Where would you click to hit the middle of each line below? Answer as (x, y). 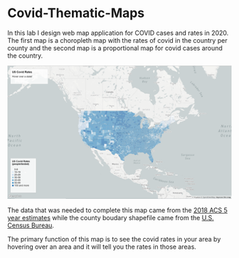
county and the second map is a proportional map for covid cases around (115, 48)
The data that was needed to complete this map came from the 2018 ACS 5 (117, 210)
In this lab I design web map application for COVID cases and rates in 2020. (118, 33)
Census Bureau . (31, 225)
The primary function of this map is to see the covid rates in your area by (114, 239)
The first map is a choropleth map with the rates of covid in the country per (117, 40)
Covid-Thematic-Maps (76, 13)
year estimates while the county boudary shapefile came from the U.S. (111, 218)
